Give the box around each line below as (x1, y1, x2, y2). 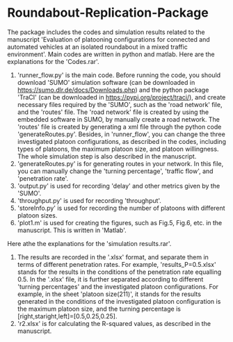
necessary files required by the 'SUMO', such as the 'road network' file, (17, 100, 223, 108)
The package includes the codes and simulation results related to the (7, 28, 205, 36)
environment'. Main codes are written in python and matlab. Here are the (7, 50, 215, 58)
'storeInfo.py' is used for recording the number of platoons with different (17, 204, 225, 212)
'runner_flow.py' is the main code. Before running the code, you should (17, 71, 221, 79)
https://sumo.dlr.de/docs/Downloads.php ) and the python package (17, 85, 209, 94)
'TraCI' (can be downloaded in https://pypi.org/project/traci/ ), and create (17, 92, 226, 101)
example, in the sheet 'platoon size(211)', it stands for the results (17, 290, 202, 298)
